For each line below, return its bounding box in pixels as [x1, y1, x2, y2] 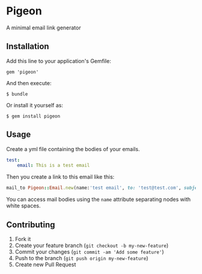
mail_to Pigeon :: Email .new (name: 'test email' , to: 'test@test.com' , [6, 185, 182, 191]
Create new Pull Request [14, 261, 76, 268]
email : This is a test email [17, 162, 90, 168]
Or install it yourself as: [6, 101, 63, 109]
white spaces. [6, 202, 41, 209]
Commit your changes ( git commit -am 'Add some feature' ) [14, 248, 164, 255]
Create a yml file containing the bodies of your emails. [6, 145, 140, 152]
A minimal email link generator [6, 24, 81, 31]
